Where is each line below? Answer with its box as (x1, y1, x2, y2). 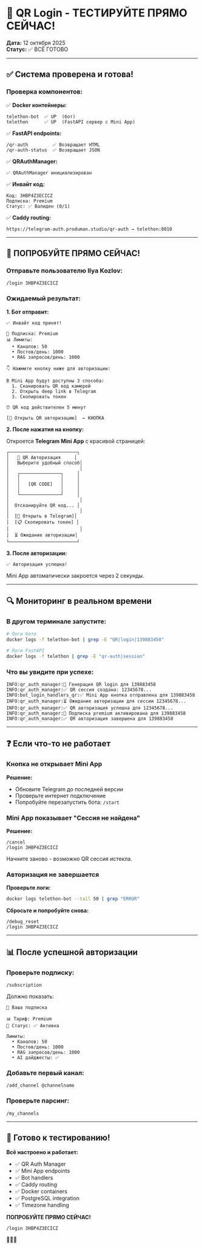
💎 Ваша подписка (6, 1004, 47, 1011)
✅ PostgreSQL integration (15, 1195, 80, 1202)
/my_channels (6, 1110, 39, 1116)
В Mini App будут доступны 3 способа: (6, 378, 104, 384)
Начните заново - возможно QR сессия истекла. (6, 855, 132, 863)
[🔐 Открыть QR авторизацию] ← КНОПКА (6, 415, 104, 421)
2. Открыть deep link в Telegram (12, 388, 97, 395)
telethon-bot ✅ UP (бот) (6, 113, 76, 120)
